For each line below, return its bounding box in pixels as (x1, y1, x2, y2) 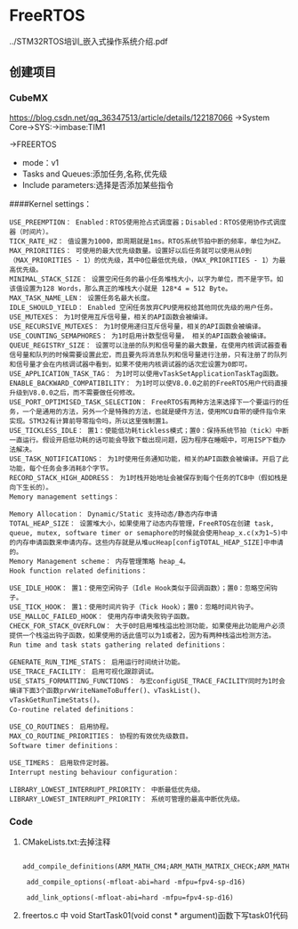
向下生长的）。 (9, 483, 53, 492)
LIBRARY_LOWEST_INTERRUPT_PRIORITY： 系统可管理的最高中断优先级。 (9, 795, 245, 803)
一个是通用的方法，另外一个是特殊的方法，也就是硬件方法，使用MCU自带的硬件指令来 (21, 407, 286, 416)
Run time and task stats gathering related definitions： (9, 640, 228, 649)
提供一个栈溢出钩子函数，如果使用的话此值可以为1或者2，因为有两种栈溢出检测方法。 (9, 631, 276, 640)
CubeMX (9, 92, 49, 104)
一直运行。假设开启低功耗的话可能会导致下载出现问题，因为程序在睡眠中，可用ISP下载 (9, 436, 280, 444)
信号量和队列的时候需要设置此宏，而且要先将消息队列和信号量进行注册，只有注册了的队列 (9, 350, 287, 359)
